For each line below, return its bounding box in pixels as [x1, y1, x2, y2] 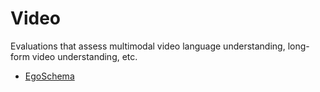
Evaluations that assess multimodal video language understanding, [10, 40, 286, 52]
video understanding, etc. [31, 50, 138, 62]
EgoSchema [24, 70, 75, 82]
